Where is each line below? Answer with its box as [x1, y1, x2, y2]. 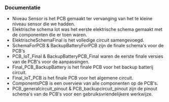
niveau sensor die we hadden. [12, 21, 76, 27]
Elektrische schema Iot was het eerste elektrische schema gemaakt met [12, 26, 163, 32]
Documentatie [5, 4, 41, 11]
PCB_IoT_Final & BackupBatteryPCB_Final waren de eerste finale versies [12, 53, 163, 59]
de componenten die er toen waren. [12, 32, 87, 38]
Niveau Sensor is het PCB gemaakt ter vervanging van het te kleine [12, 16, 153, 22]
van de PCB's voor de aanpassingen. [12, 59, 90, 65]
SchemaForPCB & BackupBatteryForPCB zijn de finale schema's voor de [12, 43, 164, 49]
